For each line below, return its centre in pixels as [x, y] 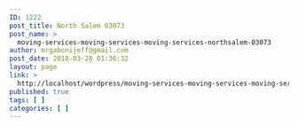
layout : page [33, 67]
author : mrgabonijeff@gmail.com [69, 51]
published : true [39, 91]
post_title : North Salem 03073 [67, 26]
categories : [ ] [39, 108]
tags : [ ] [27, 100]
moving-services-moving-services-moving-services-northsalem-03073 [145, 42]
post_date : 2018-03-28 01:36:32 [69, 59]
